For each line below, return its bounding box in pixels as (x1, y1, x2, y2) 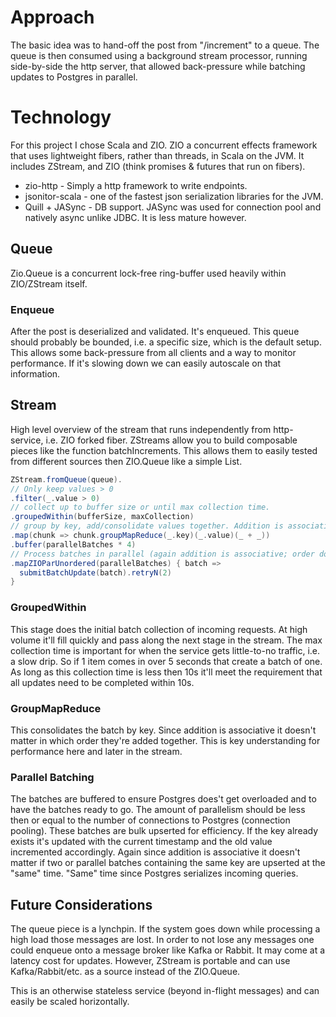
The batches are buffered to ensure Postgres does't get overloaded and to (10, 793, 317, 805)
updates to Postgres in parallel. (10, 71, 138, 83)
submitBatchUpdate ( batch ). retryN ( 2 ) (19, 567, 172, 578)
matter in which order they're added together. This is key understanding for (10, 734, 321, 746)
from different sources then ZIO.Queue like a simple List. (10, 455, 243, 467)
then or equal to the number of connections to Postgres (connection (10, 814, 291, 826)
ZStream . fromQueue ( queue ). (10, 474, 123, 485)
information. (10, 367, 61, 380)
